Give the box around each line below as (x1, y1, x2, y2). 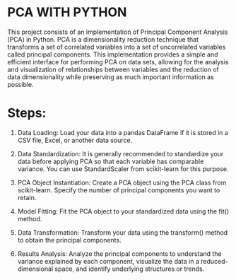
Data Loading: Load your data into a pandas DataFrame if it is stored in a (17, 128, 228, 136)
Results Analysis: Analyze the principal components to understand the (17, 249, 222, 258)
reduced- (200, 257, 228, 265)
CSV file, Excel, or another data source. (17, 136, 133, 144)
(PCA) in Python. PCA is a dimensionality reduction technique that (7, 35, 199, 43)
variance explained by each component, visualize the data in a (17, 257, 199, 265)
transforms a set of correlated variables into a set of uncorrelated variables (7, 42, 226, 51)
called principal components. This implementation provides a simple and (7, 50, 218, 59)
